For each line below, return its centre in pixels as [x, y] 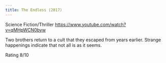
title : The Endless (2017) [34, 10]
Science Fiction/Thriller [30, 24]
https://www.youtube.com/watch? [91, 24]
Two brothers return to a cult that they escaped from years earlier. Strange [83, 40]
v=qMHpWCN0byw [26, 30]
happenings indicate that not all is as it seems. [54, 45]
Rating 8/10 [17, 55]
